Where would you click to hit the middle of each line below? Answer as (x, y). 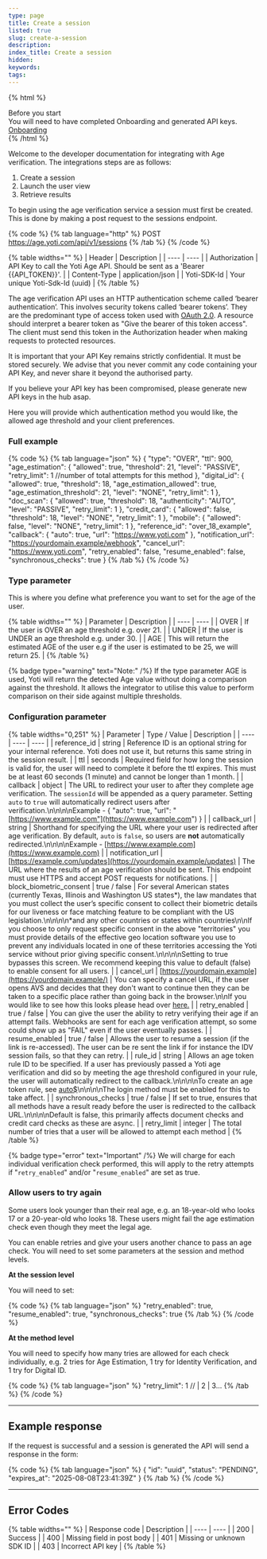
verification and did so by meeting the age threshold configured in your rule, (133, 1072)
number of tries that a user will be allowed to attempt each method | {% (125, 1131)
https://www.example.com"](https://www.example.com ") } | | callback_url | (133, 818)
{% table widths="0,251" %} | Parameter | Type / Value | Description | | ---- (132, 734)
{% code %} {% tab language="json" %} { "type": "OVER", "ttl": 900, (121, 458)
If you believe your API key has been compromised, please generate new (128, 388)
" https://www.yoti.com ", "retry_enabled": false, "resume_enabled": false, (127, 551)
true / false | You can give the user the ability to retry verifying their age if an (133, 1013)
